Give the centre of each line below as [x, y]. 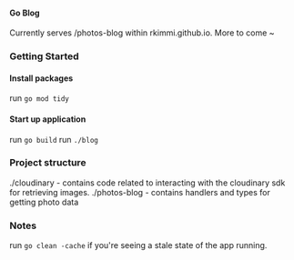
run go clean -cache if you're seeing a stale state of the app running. [138, 245]
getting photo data [44, 202]
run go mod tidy [40, 98]
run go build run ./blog [54, 139]
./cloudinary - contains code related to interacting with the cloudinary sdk [147, 183]
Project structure [48, 163]
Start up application [48, 119]
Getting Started [44, 56]
